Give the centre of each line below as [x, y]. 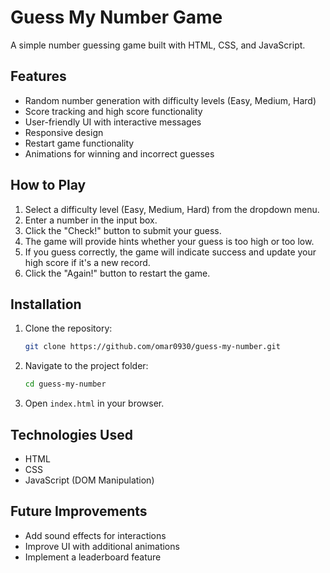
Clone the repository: [68, 328]
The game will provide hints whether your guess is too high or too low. [169, 241]
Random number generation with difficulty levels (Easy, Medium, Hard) [170, 100]
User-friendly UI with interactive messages [113, 122]
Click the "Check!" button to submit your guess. [123, 230]
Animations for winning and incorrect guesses [119, 153]
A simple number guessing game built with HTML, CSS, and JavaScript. [158, 45]
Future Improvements [79, 511]
